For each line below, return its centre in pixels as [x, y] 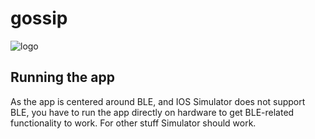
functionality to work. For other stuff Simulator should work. [133, 123]
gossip [39, 18]
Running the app [62, 77]
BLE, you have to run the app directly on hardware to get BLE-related [152, 112]
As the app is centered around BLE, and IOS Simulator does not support [158, 101]
